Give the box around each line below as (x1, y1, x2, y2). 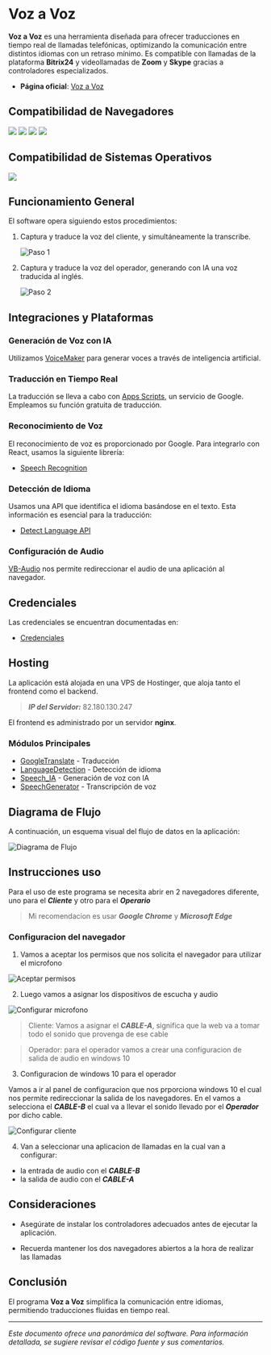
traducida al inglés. (19, 272, 84, 281)
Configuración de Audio (8, 545, 105, 557)
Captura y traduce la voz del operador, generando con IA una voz (19, 263, 238, 273)
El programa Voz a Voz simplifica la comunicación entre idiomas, (8, 1296, 224, 1307)
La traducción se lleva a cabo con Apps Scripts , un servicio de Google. (8, 392, 244, 402)
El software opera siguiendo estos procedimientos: (8, 216, 177, 226)
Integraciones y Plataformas (8, 311, 154, 324)
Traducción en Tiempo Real (8, 373, 119, 384)
